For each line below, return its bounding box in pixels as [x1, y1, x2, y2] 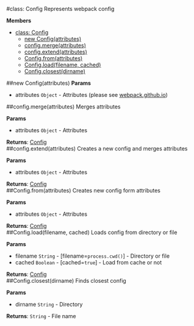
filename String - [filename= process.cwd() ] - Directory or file [15, 252, 170, 260]
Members [6, 17, 32, 24]
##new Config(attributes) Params [6, 79, 92, 87]
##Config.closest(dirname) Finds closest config [6, 277, 126, 284]
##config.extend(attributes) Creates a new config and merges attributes [6, 145, 188, 152]
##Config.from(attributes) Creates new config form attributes [6, 187, 160, 194]
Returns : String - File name [6, 313, 76, 319]
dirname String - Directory [15, 301, 83, 308]
